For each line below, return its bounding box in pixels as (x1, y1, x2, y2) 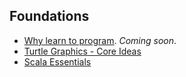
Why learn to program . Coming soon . (23, 34, 177, 46)
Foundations (9, 8, 90, 25)
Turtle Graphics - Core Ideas (23, 45, 142, 57)
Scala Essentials (23, 55, 92, 68)
